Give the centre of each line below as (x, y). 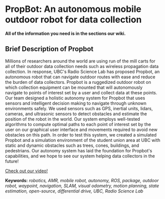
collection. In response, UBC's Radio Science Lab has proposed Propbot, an (82, 71)
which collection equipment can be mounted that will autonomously (74, 87)
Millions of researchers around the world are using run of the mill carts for (80, 61)
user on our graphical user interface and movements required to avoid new (81, 130)
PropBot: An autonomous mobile (73, 9)
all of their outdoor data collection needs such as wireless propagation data (82, 66)
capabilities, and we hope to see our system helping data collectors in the (80, 156)
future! (12, 161)
